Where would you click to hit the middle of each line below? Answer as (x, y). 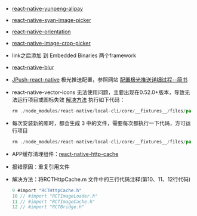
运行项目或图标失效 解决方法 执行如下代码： (71, 100)
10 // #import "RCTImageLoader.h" (55, 196)
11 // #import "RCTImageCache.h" (53, 202)
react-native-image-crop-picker (51, 43)
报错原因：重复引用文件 (41, 167)
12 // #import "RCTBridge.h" (48, 207)
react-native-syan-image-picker (51, 20)
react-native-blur (33, 67)
